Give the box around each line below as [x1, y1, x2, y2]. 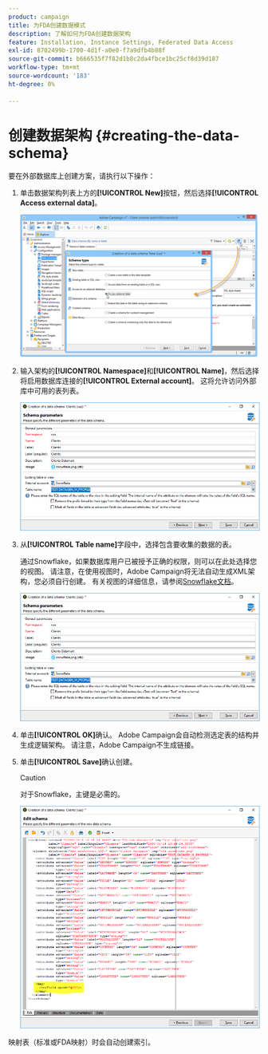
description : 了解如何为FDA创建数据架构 [8, 30, 132, 38]
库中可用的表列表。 [19, 386, 84, 396]
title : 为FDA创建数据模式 [8, 21, 86, 30]
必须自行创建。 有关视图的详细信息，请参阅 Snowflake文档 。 [41, 577, 238, 586]
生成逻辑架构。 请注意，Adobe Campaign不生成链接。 [19, 740, 199, 750]
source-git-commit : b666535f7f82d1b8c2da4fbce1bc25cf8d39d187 [8, 55, 219, 63]
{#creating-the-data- [95, 126, 240, 144]
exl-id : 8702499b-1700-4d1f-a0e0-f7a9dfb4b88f [8, 46, 166, 55]
